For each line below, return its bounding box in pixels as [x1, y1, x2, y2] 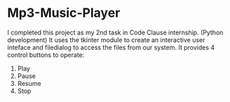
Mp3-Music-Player [7, 5, 121, 21]
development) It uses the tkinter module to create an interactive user [7, 35, 205, 44]
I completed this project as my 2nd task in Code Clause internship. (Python [7, 28, 224, 37]
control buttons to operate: [7, 51, 85, 59]
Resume [17, 79, 41, 87]
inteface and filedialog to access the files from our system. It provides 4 [7, 43, 215, 51]
